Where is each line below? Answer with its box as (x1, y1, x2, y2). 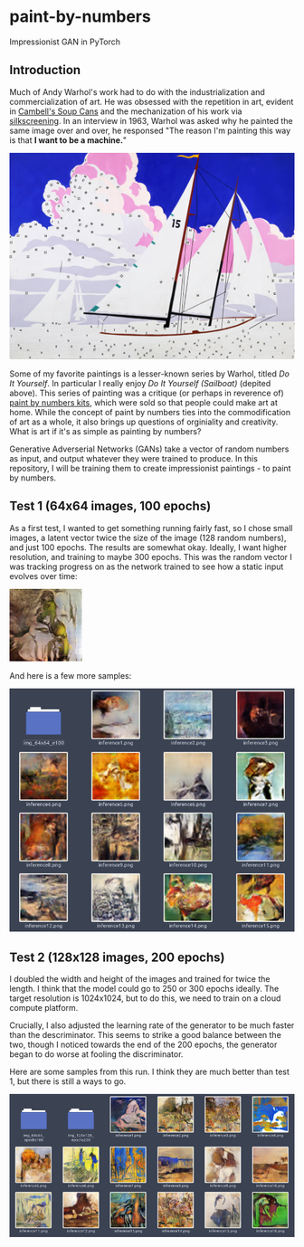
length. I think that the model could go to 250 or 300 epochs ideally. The (9, 983, 280, 994)
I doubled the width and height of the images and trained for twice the (9, 973, 271, 984)
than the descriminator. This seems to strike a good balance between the (9, 1029, 282, 1040)
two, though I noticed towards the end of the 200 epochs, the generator (9, 1039, 278, 1050)
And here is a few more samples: (9, 670, 132, 681)
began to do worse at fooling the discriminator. (9, 1048, 184, 1060)
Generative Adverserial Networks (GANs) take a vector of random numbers (9, 443, 290, 454)
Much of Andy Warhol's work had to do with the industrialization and (9, 86, 265, 97)
